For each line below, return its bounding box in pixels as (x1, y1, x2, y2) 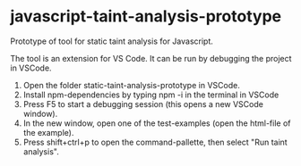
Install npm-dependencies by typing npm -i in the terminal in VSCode (22, 89, 279, 100)
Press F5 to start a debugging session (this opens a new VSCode (22, 98, 263, 109)
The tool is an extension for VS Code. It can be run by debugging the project (10, 53, 292, 63)
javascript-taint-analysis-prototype (10, 6, 281, 27)
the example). (22, 127, 74, 137)
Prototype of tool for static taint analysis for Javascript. (10, 36, 214, 46)
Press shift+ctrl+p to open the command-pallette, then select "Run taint (22, 137, 288, 147)
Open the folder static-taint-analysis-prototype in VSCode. (22, 79, 240, 90)
